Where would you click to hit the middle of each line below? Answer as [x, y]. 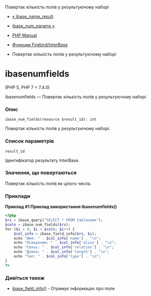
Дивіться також [25, 278]
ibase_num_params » [33, 26]
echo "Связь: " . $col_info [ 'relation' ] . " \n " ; [64, 247]
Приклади [18, 196]
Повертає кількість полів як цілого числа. [48, 183]
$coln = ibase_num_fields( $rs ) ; [38, 224]
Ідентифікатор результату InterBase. [42, 160]
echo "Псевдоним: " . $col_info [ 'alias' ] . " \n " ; [65, 243]
